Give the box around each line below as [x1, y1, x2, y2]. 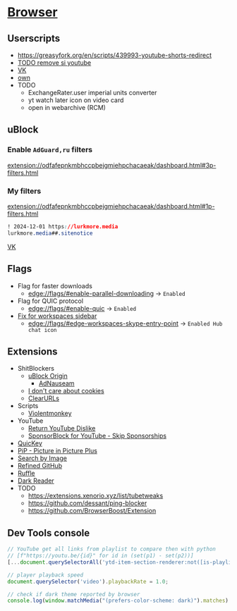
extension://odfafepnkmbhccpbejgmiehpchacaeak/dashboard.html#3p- [7, 161, 217, 169]
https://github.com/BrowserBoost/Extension [28, 507, 157, 515]
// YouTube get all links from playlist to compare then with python [7, 545, 217, 553]
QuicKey [17, 439, 42, 448]
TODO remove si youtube [17, 58, 92, 67]
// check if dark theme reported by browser [7, 591, 140, 598]
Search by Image [17, 454, 67, 462]
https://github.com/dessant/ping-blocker [28, 499, 147, 507]
